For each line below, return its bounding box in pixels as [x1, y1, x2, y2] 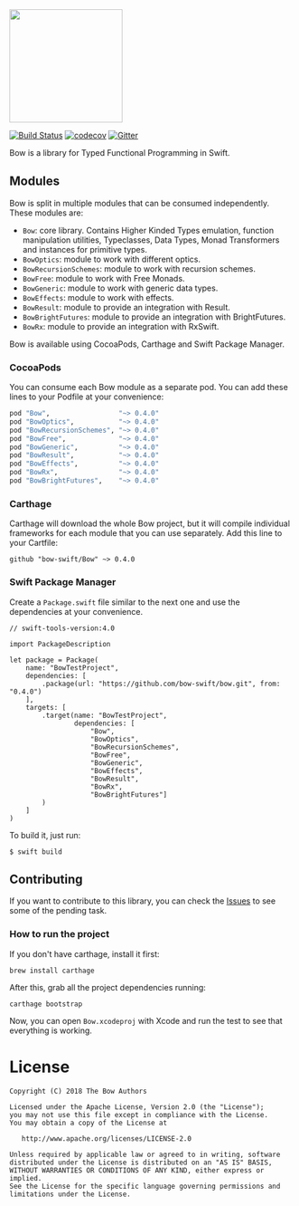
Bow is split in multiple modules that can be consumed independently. [9, 197, 269, 208]
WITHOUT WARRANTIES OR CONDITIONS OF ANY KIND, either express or [9, 1165, 265, 1175]
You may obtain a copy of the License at [9, 1118, 168, 1127]
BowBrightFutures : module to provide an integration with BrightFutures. [22, 311, 286, 322]
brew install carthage [9, 966, 95, 975]
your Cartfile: [9, 538, 59, 549]
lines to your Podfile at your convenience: [9, 391, 164, 402]
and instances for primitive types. [22, 244, 147, 254]
